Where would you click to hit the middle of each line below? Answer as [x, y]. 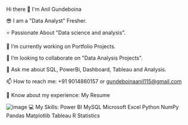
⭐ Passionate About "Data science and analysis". [66, 32]
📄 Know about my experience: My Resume [58, 95]
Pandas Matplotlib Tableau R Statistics [53, 115]
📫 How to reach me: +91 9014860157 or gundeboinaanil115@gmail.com [94, 81]
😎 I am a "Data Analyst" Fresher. [46, 21]
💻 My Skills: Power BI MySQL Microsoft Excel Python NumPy [104, 107]
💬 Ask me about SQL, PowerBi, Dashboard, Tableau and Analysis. [86, 69]
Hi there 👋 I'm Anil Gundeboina [44, 9]
